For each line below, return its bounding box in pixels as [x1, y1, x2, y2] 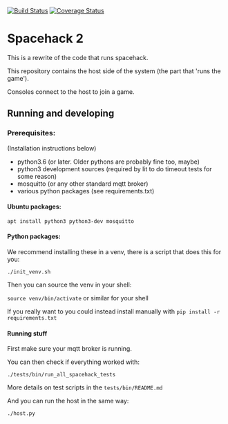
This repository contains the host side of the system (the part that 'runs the [7, 66, 221, 75]
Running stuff [7, 329, 48, 338]
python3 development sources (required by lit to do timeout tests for [17, 164, 212, 173]
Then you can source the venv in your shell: [7, 280, 132, 289]
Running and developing [7, 108, 115, 119]
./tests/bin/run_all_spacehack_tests [7, 372, 116, 378]
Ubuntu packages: [7, 202, 61, 211]
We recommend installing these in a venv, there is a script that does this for [7, 248, 222, 256]
